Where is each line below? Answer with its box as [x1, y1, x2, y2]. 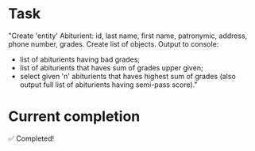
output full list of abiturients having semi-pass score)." [19, 80, 198, 89]
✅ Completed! [8, 134, 54, 143]
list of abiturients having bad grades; [19, 55, 141, 64]
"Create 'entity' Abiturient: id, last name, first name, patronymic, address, [8, 31, 248, 40]
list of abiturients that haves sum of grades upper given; [19, 62, 204, 72]
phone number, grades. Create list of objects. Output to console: [8, 39, 219, 48]
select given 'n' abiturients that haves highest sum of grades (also [19, 71, 236, 81]
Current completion [8, 108, 141, 126]
